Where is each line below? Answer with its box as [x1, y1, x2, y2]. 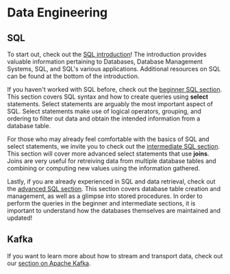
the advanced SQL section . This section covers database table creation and [7, 185, 221, 192]
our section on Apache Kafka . [7, 259, 91, 267]
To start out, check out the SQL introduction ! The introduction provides [7, 50, 207, 58]
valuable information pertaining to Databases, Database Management [7, 58, 203, 66]
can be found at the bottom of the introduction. [7, 72, 140, 80]
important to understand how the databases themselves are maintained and [7, 207, 221, 214]
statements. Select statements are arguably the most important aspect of [7, 100, 214, 108]
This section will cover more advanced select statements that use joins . [7, 149, 210, 158]
